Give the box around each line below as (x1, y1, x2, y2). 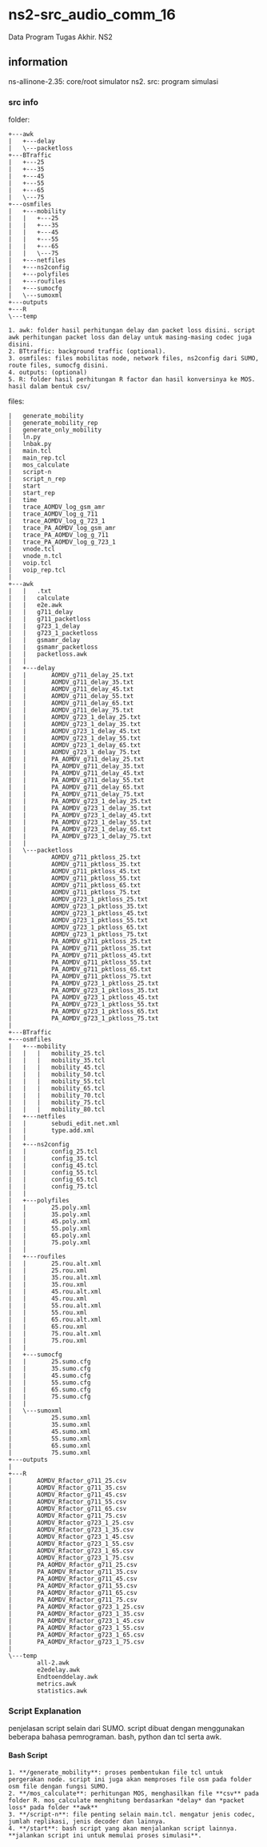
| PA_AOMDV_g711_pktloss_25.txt (8, 938, 152, 946)
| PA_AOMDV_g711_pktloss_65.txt (8, 966, 152, 974)
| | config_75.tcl (8, 1182, 98, 1191)
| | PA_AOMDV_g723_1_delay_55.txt (8, 818, 152, 826)
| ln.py (8, 433, 42, 441)
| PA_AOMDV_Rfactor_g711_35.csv (8, 1568, 137, 1576)
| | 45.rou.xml (8, 1295, 88, 1303)
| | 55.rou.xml (8, 1309, 88, 1317)
